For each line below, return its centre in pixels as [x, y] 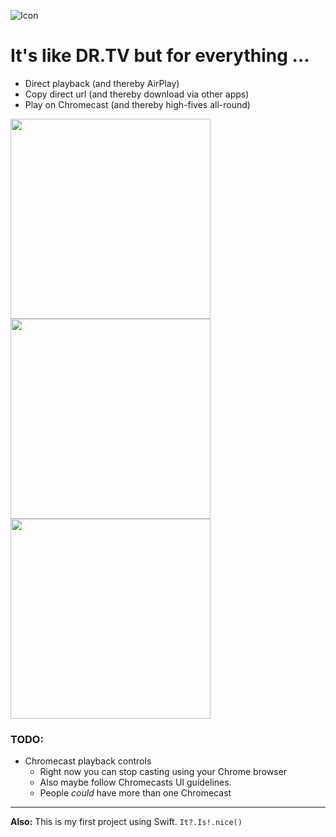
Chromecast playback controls [88, 761]
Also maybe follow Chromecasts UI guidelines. [135, 782]
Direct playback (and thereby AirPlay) [102, 83]
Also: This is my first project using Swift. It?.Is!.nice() [126, 822]
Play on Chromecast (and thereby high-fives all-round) [137, 104]
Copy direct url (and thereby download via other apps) [137, 94]
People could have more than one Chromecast [135, 793]
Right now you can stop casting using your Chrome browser [163, 772]
